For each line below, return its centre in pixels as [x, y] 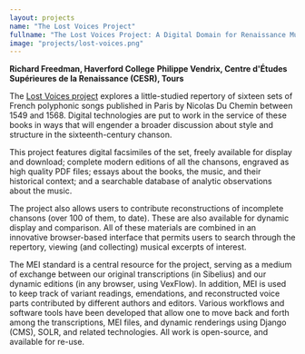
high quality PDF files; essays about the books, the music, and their [135, 172]
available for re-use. [47, 342]
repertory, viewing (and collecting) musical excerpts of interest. [128, 247]
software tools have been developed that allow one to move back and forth [150, 313]
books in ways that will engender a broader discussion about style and [142, 125]
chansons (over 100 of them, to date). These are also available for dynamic [149, 218]
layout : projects [42, 18]
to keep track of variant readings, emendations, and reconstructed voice [145, 294]
